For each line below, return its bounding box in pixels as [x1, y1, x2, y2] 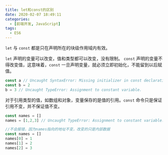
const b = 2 [5, 82, 30, 87]
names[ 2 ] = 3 [5, 145, 32, 150]
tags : [5, 26, 16, 31]
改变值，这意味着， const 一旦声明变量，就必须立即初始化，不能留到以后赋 [9, 62, 162, 67]
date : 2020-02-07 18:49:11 [5, 12, 61, 17]
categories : [5, 16, 30, 21]
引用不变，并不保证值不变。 [5, 103, 62, 109]
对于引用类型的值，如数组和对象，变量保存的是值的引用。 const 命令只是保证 [5, 97, 162, 103]
